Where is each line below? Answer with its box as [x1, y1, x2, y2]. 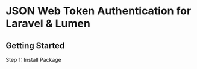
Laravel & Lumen [5, 17, 91, 30]
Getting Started [5, 40, 65, 51]
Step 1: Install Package [5, 57, 61, 63]
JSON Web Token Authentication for [5, 4, 192, 18]
